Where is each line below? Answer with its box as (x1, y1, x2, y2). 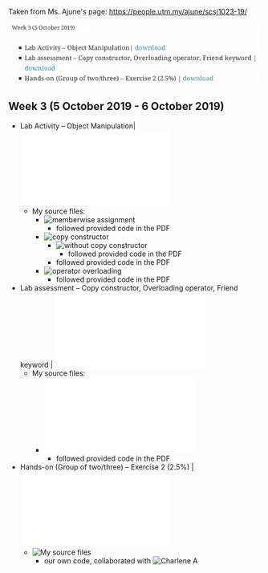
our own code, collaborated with (43, 555, 152, 565)
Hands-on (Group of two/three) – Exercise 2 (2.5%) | (19, 461, 194, 472)
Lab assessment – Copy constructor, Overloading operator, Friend (19, 282, 238, 292)
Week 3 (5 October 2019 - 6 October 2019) (8, 100, 225, 113)
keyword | (19, 360, 54, 369)
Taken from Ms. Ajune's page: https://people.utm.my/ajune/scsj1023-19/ (8, 7, 247, 16)
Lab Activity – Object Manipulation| (19, 120, 136, 131)
